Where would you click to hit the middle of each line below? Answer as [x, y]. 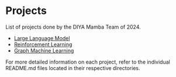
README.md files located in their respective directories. [73, 68]
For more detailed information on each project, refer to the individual [88, 62]
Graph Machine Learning [44, 50]
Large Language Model [42, 38]
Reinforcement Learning [43, 44]
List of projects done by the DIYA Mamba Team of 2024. [73, 27]
